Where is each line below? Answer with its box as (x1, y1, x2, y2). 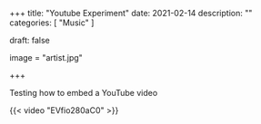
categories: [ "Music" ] (9, 17, 95, 28)
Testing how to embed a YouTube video (9, 88, 158, 98)
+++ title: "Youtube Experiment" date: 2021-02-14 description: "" (9, 8, 253, 18)
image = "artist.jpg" (9, 52, 84, 62)
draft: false (9, 35, 50, 45)
